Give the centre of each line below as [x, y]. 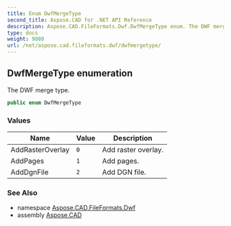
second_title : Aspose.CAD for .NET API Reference [80, 20]
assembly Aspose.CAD [49, 215]
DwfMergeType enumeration [70, 73]
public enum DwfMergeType [44, 103]
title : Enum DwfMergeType [44, 13]
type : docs [23, 33]
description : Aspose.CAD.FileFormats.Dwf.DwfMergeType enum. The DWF [109, 26]
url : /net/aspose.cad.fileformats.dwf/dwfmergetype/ [84, 45]
